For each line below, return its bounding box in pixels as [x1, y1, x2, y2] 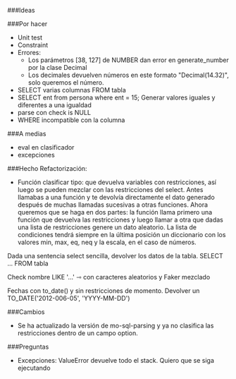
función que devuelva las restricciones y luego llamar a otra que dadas [17, 215, 223, 224]
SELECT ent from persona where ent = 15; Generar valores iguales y [17, 93, 216, 102]
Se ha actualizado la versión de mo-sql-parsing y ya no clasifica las [17, 321, 214, 330]
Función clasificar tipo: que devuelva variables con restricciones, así [17, 178, 217, 186]
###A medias [7, 130, 46, 138]
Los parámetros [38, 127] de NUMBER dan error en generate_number [27, 56, 229, 64]
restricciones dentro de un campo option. [17, 329, 139, 337]
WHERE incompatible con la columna [17, 116, 125, 124]
